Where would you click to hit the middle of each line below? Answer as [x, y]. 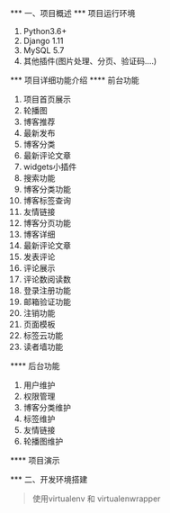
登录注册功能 [47, 290]
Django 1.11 [43, 40]
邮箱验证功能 [47, 301]
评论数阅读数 [47, 279]
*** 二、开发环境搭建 [49, 479]
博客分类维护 [47, 407]
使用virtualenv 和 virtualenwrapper [96, 499]
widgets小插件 [50, 166]
